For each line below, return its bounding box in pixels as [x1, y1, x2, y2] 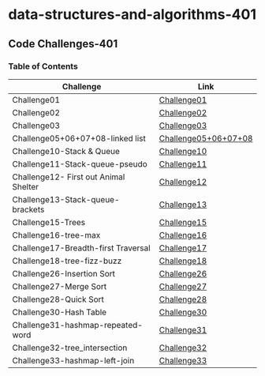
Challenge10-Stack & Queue [12, 145, 121, 156]
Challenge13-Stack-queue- [12, 194, 120, 205]
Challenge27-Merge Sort [12, 280, 107, 291]
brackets [12, 204, 45, 215]
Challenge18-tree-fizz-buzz [12, 255, 122, 266]
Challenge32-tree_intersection [12, 342, 128, 353]
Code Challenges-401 [8, 37, 118, 51]
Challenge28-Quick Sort [12, 294, 105, 305]
